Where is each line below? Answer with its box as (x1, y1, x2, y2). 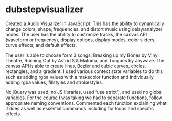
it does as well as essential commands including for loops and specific (5, 105, 154, 111)
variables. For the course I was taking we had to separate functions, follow (5, 94, 163, 101)
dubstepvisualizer (5, 4, 84, 15)
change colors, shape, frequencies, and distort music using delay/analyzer (5, 26, 163, 32)
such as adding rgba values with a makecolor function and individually (5, 74, 154, 80)
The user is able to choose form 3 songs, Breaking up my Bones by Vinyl (5, 52, 159, 58)
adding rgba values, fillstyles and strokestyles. (5, 79, 103, 85)
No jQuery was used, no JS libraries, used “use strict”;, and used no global (5, 89, 163, 95)
